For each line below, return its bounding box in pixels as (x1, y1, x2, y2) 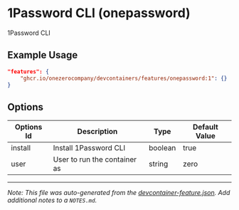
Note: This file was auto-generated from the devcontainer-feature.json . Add (7, 189, 230, 197)
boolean (149, 143, 176, 153)
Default (192, 122, 218, 132)
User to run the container (53, 154, 137, 164)
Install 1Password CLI (53, 143, 126, 153)
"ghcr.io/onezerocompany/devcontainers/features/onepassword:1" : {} (20, 75, 228, 82)
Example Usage (7, 49, 78, 61)
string (149, 159, 169, 169)
